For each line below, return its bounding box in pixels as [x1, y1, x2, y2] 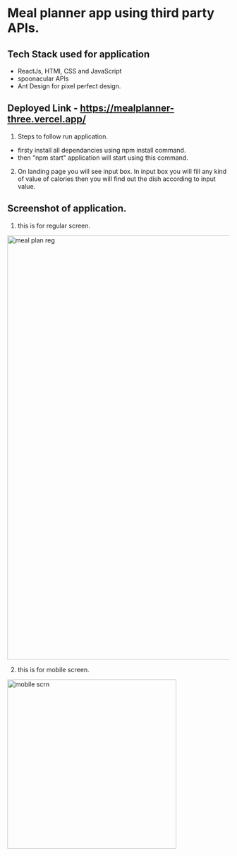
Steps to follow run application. [17, 132, 108, 141]
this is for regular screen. [17, 221, 91, 230]
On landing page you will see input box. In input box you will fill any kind [17, 167, 227, 175]
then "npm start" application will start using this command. [17, 153, 188, 162]
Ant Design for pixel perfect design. [17, 82, 121, 90]
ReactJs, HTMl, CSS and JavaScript [17, 67, 122, 75]
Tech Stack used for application [7, 48, 150, 60]
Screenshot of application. [7, 203, 127, 215]
